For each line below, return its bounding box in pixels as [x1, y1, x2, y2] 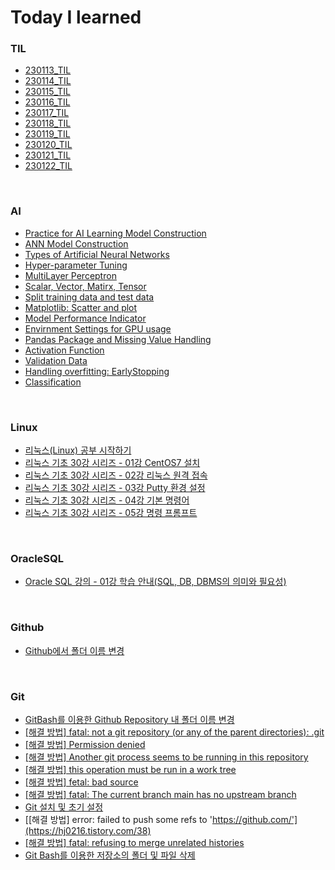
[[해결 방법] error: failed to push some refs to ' [24, 813, 213, 825]
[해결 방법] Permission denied [24, 738, 146, 750]
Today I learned [10, 6, 142, 29]
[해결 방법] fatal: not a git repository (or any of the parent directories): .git [24, 726, 325, 738]
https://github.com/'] [211, 813, 298, 825]
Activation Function [24, 344, 105, 356]
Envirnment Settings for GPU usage [24, 322, 172, 335]
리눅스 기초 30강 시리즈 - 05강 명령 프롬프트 [24, 507, 198, 519]
